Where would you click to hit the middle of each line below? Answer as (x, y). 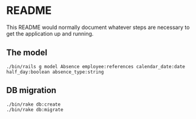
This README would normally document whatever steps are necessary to (98, 27)
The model (27, 53)
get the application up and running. (50, 33)
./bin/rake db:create (34, 104)
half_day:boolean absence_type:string (55, 72)
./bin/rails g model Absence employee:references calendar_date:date (96, 66)
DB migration (31, 90)
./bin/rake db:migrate (35, 109)
